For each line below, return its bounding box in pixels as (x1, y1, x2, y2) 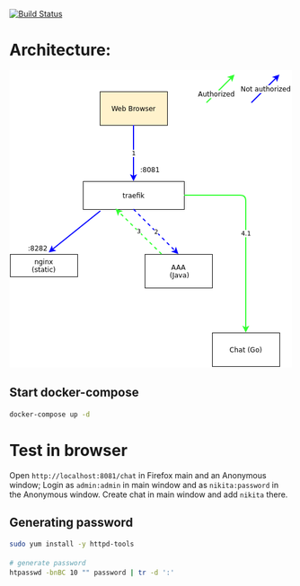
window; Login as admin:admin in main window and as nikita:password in (9, 479, 279, 490)
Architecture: (9, 40, 111, 60)
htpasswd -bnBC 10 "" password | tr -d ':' (9, 568, 175, 577)
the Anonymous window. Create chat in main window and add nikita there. (9, 489, 288, 500)
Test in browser (9, 440, 128, 460)
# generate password (9, 559, 87, 568)
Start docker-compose (9, 385, 139, 400)
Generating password (9, 514, 133, 529)
